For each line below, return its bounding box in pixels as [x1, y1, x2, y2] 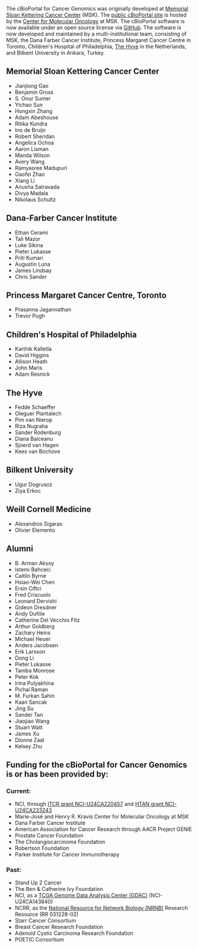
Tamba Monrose [14, 667, 55, 674]
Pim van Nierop [14, 416, 53, 424]
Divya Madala [14, 190, 49, 197]
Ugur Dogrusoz [14, 481, 53, 488]
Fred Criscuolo [14, 591, 52, 598]
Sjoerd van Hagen [14, 442, 59, 449]
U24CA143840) [14, 898, 53, 905]
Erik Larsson [14, 648, 46, 655]
